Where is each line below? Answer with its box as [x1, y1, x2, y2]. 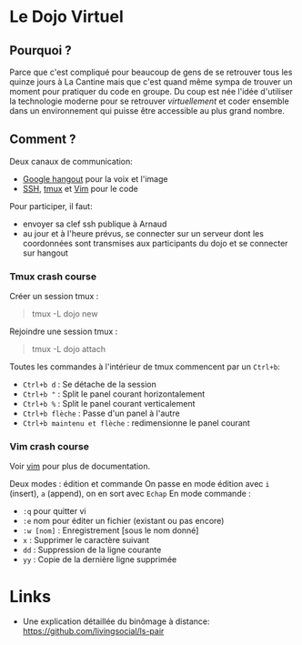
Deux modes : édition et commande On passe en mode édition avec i [9, 479, 270, 489]
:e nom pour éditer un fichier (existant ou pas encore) [22, 516, 225, 527]
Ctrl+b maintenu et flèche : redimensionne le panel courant [22, 418, 250, 428]
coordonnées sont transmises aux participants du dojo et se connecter [22, 237, 288, 248]
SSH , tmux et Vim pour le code [22, 183, 138, 194]
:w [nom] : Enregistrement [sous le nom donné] [22, 525, 199, 536]
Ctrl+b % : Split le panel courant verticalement [22, 398, 196, 409]
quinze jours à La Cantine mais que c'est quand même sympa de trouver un [9, 76, 293, 87]
